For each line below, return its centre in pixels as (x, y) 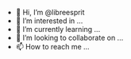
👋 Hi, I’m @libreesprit (50, 12)
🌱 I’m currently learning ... (58, 29)
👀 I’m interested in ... (49, 21)
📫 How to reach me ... (52, 47)
